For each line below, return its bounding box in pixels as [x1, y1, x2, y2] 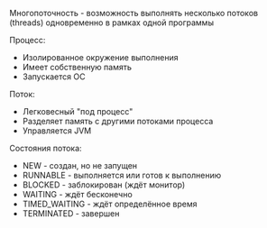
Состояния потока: [9, 143, 83, 153]
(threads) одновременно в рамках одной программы [9, 17, 215, 28]
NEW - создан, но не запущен [22, 160, 138, 170]
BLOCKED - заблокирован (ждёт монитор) [22, 179, 186, 190]
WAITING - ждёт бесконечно [22, 189, 133, 199]
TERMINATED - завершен [22, 208, 120, 219]
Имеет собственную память [22, 62, 133, 72]
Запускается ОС [22, 71, 86, 82]
